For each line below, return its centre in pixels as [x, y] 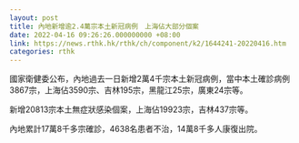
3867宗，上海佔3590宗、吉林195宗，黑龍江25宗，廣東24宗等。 [129, 90]
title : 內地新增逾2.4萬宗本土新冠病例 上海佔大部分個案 [105, 26]
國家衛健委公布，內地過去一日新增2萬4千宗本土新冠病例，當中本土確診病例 [150, 79]
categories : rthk [42, 52]
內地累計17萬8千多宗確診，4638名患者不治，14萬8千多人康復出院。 [136, 129]
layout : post [34, 18]
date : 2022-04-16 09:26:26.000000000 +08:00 [95, 35]
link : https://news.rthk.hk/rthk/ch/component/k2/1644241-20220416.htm [148, 43]
